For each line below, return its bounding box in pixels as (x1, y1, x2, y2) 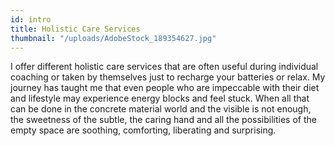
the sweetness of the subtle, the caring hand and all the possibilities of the (10, 114, 317, 126)
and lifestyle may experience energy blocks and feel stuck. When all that (10, 92, 310, 105)
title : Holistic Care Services (10, 24, 141, 34)
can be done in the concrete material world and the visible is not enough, (10, 103, 312, 115)
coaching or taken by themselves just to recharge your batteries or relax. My (10, 71, 326, 83)
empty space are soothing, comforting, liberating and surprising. (10, 124, 277, 136)
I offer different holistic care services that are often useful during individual (10, 61, 319, 73)
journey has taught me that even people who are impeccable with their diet (10, 82, 320, 94)
